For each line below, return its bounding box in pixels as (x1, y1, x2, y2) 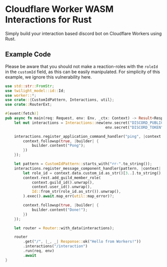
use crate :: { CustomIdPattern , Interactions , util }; (5, 97, 114, 102)
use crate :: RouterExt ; (5, 102, 52, 107)
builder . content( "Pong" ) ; (31, 143, 85, 148)
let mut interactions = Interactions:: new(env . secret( (14, 120, 130, 125)
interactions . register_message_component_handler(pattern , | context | (14, 166, 162, 171)
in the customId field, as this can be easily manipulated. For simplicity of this (5, 69, 161, 75)
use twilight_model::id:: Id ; (5, 88, 66, 93)
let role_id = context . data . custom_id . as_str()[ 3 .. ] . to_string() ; (23, 171, 164, 176)
